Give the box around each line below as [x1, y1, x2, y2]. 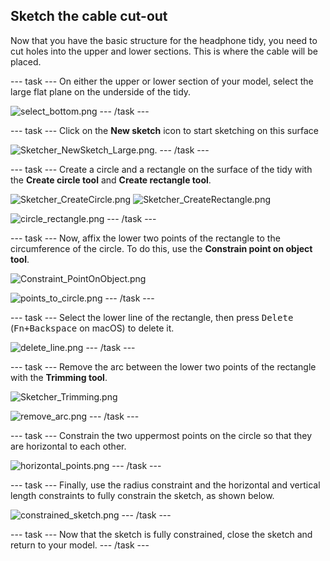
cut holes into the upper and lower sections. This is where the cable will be [10, 45, 318, 57]
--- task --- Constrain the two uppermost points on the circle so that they [10, 429, 312, 441]
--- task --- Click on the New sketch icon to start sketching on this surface [10, 124, 319, 136]
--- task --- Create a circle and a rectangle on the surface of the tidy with [10, 163, 313, 175]
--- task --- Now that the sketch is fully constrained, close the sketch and [10, 528, 313, 540]
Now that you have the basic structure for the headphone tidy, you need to [10, 34, 318, 46]
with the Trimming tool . [10, 371, 108, 383]
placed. [10, 55, 42, 68]
